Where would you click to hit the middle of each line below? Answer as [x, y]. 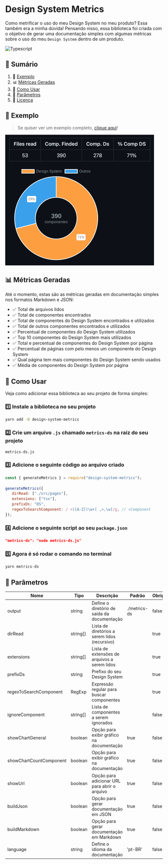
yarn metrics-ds [22, 567]
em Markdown [106, 837]
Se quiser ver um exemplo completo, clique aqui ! [68, 127]
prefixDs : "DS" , [29, 504]
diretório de [104, 608]
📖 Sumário [22, 64]
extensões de [106, 654]
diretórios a [103, 631]
